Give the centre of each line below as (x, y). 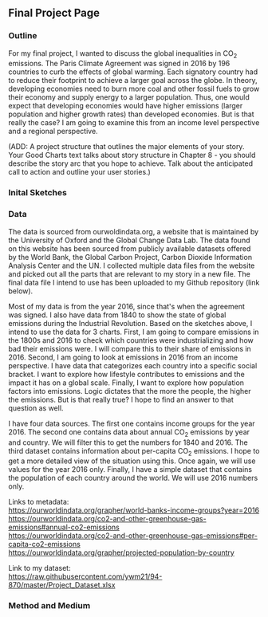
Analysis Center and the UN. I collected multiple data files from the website (132, 265)
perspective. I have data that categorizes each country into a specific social (133, 365)
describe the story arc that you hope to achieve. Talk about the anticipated (131, 163)
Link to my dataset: (39, 568)
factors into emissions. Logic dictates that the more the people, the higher (130, 391)
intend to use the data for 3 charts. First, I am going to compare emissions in (134, 332)
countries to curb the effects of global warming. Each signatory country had (133, 72)
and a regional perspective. (53, 132)
